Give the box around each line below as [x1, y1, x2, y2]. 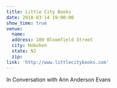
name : [11, 31, 26, 37]
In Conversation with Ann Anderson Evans [6, 76, 111, 83]
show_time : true [6, 20, 47, 26]
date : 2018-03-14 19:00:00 [6, 14, 74, 20]
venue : [6, 25, 23, 32]
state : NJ [11, 48, 36, 54]
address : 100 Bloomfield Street [11, 37, 93, 43]
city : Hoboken [11, 43, 47, 49]
